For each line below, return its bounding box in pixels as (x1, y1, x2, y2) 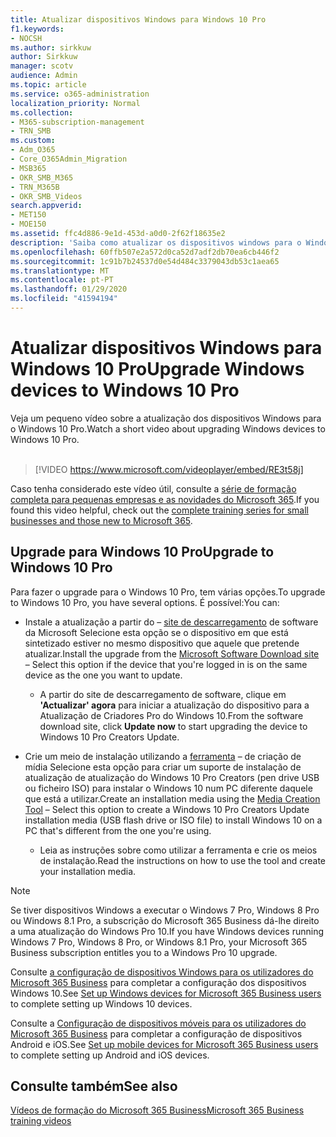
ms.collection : (10, 107, 74, 118)
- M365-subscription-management (10, 117, 145, 127)
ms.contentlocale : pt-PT (10, 275, 114, 285)
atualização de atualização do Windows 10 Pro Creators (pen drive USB (24, 771, 320, 783)
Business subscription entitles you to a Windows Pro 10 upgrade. (10, 946, 278, 958)
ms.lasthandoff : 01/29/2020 (10, 284, 128, 295)
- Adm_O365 (10, 145, 56, 155)
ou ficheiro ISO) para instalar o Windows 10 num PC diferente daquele (24, 782, 313, 794)
